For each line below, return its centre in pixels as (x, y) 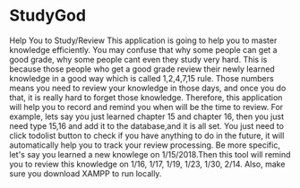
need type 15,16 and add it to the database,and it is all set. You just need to (147, 125)
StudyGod (48, 16)
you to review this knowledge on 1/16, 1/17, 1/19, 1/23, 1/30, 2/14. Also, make (147, 164)
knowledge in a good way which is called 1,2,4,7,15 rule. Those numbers (142, 78)
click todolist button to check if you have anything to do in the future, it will (147, 135)
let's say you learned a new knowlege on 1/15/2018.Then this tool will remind (150, 154)
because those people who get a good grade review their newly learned (142, 69)
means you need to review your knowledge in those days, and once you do (148, 88)
